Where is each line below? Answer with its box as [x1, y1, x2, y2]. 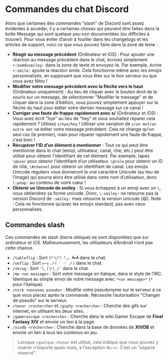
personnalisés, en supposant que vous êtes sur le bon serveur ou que [12, 72, 157, 78]
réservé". [17, 349, 37, 355]
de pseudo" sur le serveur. [12, 297, 68, 303]
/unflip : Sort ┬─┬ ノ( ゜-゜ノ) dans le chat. [12, 260, 103, 266]
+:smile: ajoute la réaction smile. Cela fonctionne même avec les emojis [12, 67, 162, 73]
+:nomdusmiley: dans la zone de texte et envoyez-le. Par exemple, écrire [12, 62, 162, 68]
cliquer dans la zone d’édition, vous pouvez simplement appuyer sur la [12, 99, 158, 105]
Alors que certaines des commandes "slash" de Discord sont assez [5, 20, 144, 26]
